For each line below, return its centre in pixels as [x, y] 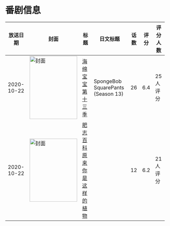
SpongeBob [108, 81]
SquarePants [109, 87]
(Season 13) [109, 94]
